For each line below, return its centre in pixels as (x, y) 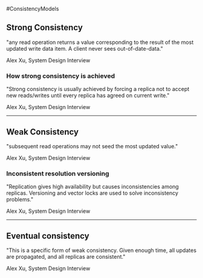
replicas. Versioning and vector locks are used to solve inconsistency (92, 193)
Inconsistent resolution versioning (58, 173)
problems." (20, 200)
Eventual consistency (48, 235)
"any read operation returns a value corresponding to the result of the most (100, 42)
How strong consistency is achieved (61, 76)
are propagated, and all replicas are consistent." (66, 257)
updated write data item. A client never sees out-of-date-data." (85, 48)
